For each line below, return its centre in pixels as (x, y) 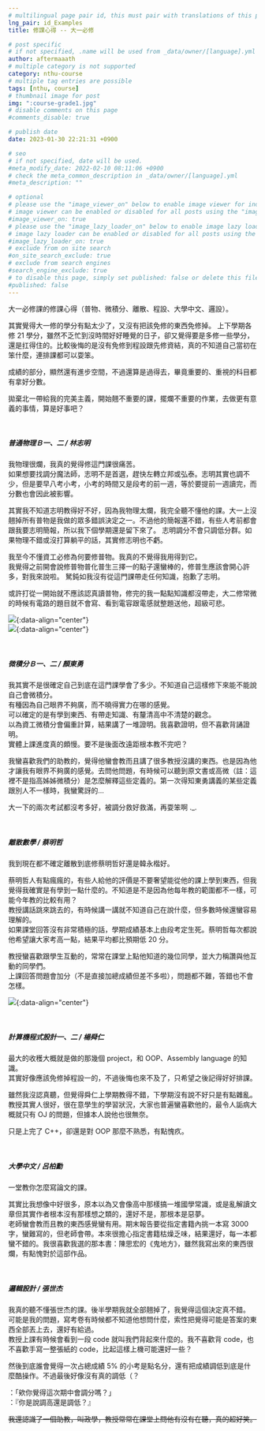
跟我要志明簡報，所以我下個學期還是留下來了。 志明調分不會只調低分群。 (127, 530)
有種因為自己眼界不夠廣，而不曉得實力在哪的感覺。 (91, 705)
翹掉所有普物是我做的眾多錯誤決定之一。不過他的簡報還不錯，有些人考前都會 (132, 521)
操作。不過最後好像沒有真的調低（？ (80, 1376)
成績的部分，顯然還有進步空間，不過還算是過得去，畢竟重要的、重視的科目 (129, 372)
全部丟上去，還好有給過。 (56, 1329)
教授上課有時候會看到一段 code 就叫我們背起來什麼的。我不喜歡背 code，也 (131, 1339)
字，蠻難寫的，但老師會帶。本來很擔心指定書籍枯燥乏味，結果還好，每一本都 (132, 1234)
